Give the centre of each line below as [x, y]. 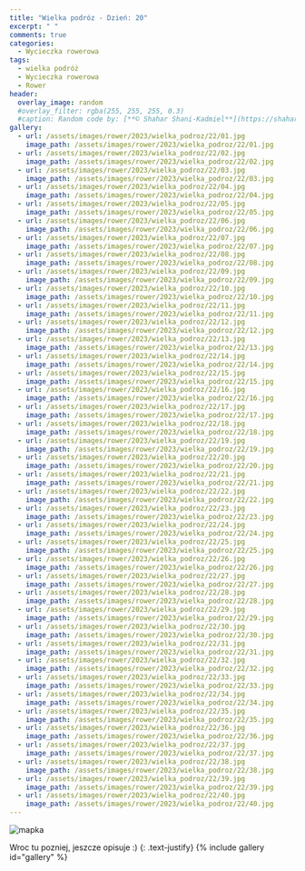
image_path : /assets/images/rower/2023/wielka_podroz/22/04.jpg [150, 195]
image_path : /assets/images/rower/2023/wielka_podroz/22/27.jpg [150, 584]
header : [24, 94]
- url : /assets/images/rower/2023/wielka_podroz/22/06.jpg [132, 220]
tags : [20, 60]
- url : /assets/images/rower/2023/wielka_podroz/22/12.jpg [132, 322]
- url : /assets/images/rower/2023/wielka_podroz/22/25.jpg [132, 542]
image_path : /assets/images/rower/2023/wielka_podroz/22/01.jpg [150, 145]
